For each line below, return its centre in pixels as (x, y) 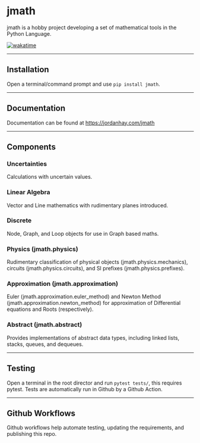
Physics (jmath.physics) (43, 249)
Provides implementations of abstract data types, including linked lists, (93, 338)
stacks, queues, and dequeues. (45, 344)
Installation (28, 70)
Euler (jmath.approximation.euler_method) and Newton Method (84, 297)
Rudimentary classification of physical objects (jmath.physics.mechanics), (98, 262)
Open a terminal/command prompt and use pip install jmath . (83, 84)
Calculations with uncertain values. (50, 177)
